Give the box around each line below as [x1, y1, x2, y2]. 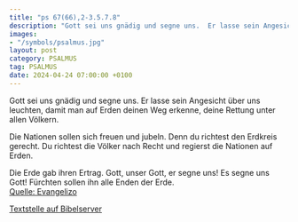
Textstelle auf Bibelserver [9, 203, 103, 214]
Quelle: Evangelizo [9, 186, 77, 196]
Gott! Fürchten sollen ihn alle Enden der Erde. [9, 177, 175, 187]
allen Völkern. [9, 114, 59, 124]
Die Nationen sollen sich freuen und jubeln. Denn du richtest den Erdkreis [9, 131, 278, 142]
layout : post [9, 46, 58, 55]
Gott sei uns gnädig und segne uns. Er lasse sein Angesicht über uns [9, 95, 261, 106]
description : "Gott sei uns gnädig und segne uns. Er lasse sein [9, 21, 260, 30]
